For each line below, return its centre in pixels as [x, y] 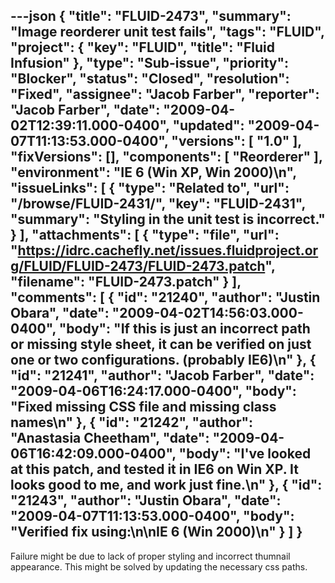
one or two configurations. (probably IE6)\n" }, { [163, 360]
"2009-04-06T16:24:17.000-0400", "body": [153, 391]
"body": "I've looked [245, 454]
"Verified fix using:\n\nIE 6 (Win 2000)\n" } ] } [156, 532]
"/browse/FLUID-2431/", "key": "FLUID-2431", [158, 204]
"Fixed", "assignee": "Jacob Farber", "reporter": [165, 94]
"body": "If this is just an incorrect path [184, 329]
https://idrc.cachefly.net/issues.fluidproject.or [168, 250]
